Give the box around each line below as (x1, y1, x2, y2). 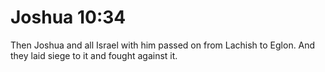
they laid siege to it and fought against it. (10, 49, 178, 61)
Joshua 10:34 (10, 6, 127, 29)
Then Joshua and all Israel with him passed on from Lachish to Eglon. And (10, 39, 316, 51)
